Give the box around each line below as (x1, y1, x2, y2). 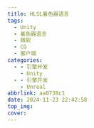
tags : (7, 17, 23, 24)
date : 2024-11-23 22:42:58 (7, 97, 88, 104)
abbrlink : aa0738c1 (7, 90, 66, 97)
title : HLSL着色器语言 (7, 10, 70, 18)
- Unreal (20, 83, 46, 90)
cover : (7, 110, 27, 117)
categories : (7, 57, 43, 64)
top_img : (7, 103, 33, 110)
